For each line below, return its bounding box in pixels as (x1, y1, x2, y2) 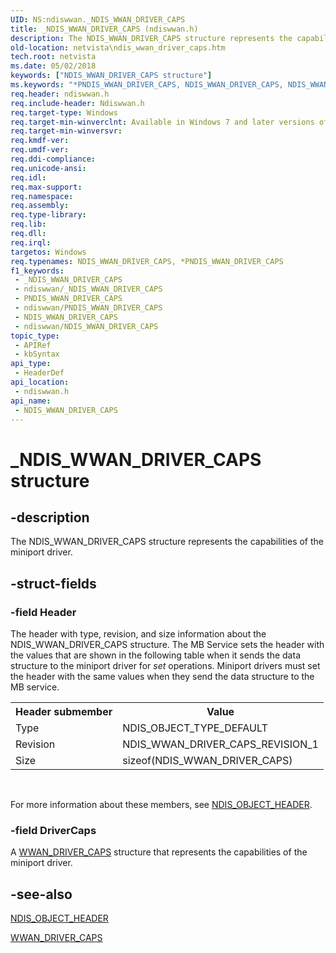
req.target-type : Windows (10, 107, 118, 118)
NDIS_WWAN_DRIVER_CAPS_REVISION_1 (122, 737, 319, 751)
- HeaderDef (14, 368, 65, 378)
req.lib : (10, 219, 47, 230)
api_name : (10, 396, 52, 406)
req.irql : (10, 237, 52, 248)
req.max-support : (10, 182, 83, 192)
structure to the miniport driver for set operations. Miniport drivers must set (10, 660, 321, 672)
